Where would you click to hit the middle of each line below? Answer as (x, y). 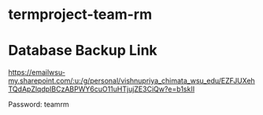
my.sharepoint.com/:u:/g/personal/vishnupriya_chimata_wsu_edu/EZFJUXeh (132, 81)
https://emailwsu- (37, 72)
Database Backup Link (83, 51)
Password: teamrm (39, 105)
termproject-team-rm (80, 15)
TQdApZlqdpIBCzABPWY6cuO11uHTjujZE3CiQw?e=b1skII (102, 89)
